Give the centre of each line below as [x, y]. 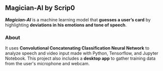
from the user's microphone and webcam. [47, 64]
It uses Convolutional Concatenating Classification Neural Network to [77, 48]
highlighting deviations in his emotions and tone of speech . [66, 25]
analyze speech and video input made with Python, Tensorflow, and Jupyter [82, 53]
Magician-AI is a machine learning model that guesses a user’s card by [78, 19]
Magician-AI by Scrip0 [40, 8]
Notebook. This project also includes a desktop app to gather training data [80, 58]
